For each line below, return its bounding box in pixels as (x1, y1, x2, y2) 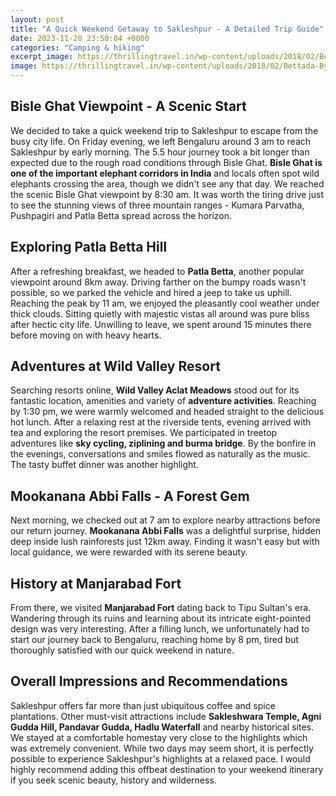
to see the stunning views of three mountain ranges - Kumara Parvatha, (10, 199, 305, 211)
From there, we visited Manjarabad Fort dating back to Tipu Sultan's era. (10, 602, 312, 614)
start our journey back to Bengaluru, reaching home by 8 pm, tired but (10, 634, 299, 646)
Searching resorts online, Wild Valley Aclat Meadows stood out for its (10, 384, 300, 396)
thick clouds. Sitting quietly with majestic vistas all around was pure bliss (10, 307, 310, 320)
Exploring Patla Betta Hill (10, 239, 168, 256)
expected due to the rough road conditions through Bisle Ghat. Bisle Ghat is (10, 156, 323, 168)
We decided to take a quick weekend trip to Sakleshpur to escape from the (10, 124, 319, 136)
